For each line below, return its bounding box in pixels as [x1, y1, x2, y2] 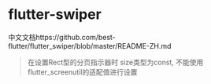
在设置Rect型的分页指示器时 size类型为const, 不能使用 [27, 57, 204, 67]
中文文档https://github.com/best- [8, 32, 116, 42]
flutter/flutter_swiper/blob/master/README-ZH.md [8, 41, 172, 50]
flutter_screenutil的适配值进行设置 [27, 67, 138, 76]
